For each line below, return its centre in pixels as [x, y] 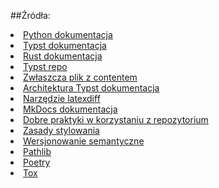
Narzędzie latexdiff [62, 98]
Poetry [37, 162]
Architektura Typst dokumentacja [91, 88]
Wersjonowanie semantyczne [84, 141]
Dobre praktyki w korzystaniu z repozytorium [116, 119]
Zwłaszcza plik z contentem [80, 77]
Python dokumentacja [68, 34]
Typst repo [45, 66]
